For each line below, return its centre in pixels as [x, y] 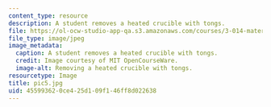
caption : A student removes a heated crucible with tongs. [117, 53]
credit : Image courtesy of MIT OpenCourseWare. [97, 61]
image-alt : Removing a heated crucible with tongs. [104, 68]
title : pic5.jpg [35, 83]
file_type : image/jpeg [46, 38]
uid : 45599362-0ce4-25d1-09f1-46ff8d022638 [83, 91]
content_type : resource [48, 16]
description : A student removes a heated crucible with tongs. [117, 23]
